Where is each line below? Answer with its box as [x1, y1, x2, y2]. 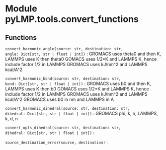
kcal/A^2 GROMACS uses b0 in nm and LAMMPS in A [5, 96, 114, 102]
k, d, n [5, 116, 18, 122]
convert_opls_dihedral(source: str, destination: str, [5, 125, 121, 130]
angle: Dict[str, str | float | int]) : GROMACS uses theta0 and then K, [5, 51, 162, 57]
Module [5, 3, 37, 14]
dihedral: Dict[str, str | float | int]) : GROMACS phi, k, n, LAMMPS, [5, 110, 158, 116]
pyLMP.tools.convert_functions [5, 13, 139, 25]
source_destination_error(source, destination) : [5, 140, 108, 145]
